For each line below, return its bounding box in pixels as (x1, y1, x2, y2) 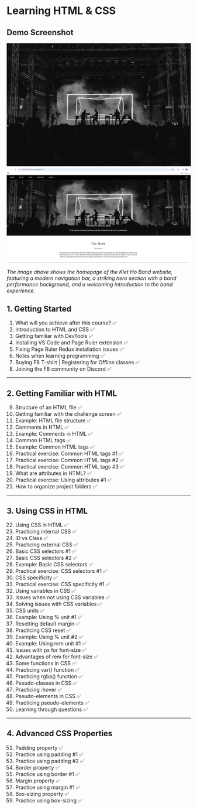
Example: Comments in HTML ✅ (15, 430, 93, 438)
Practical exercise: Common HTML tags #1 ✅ (15, 450, 123, 457)
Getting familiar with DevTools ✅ (15, 333, 94, 340)
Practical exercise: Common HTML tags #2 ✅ (15, 457, 125, 464)
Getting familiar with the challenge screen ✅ (15, 411, 122, 418)
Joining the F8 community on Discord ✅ (15, 365, 112, 372)
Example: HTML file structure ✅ (15, 417, 92, 424)
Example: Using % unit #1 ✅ (15, 613, 82, 620)
